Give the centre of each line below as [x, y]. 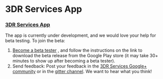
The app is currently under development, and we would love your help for [81, 35]
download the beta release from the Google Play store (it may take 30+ [85, 56]
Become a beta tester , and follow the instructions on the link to [77, 50]
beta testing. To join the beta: [35, 41]
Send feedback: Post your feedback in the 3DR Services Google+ [80, 66]
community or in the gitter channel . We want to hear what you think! [82, 72]
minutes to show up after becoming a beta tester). [64, 61]
